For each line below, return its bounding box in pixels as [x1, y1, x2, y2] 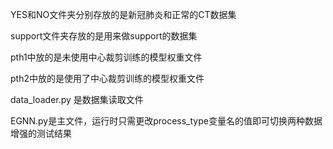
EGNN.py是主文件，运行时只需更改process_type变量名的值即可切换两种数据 [10, 115, 323, 127]
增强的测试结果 [10, 128, 72, 139]
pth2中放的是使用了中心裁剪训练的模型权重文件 [10, 73, 205, 84]
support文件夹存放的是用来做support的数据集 [10, 30, 198, 42]
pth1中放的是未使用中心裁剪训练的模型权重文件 [10, 51, 203, 63]
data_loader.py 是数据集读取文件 [10, 94, 144, 105]
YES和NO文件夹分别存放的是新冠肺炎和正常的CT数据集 [10, 9, 237, 20]
